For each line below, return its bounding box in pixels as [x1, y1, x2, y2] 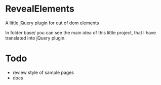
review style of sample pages [12, 69, 74, 75]
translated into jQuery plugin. [5, 35, 66, 41]
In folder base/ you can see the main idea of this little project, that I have [5, 29, 156, 35]
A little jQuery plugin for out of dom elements [5, 20, 99, 26]
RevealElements [5, 3, 74, 15]
